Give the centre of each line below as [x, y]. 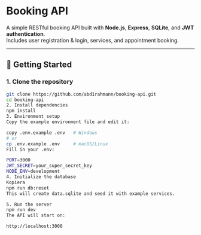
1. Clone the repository [40, 82]
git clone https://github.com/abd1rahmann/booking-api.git [81, 94]
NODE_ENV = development [33, 172]
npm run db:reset [28, 188]
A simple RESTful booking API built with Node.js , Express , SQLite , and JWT [100, 28]
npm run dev [21, 210]
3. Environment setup [33, 117]
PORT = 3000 [19, 160]
